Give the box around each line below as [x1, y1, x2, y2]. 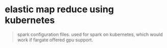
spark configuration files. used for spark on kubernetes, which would [17, 31, 163, 37]
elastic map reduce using [5, 4, 114, 15]
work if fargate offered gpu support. [17, 37, 93, 43]
